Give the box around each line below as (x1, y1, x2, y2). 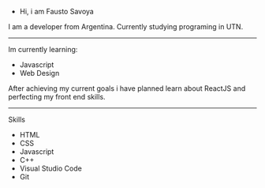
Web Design (19, 69, 60, 77)
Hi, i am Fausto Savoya (19, 7, 95, 16)
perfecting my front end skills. (8, 92, 106, 101)
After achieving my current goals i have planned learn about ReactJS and (8, 84, 246, 93)
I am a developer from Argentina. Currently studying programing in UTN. (8, 22, 244, 31)
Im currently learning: (8, 45, 78, 54)
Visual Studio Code (19, 164, 83, 173)
